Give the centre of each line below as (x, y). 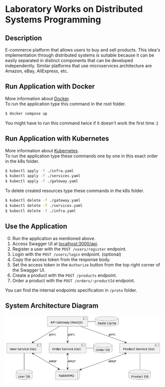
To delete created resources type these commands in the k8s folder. (75, 191)
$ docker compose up (26, 113)
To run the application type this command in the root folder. (65, 104)
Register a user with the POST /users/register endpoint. (69, 249)
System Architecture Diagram (52, 305)
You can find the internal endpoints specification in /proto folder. (71, 290)
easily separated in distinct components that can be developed (69, 60)
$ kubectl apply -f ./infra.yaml (40, 171)
